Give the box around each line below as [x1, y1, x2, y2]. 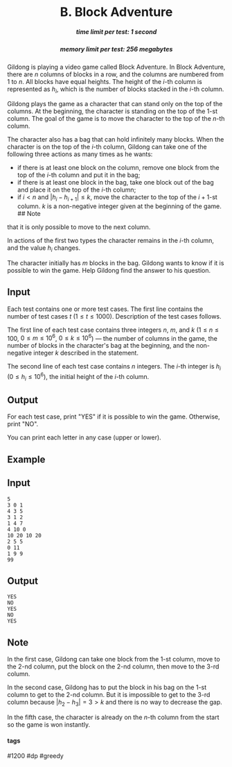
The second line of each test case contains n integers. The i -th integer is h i [7, 362, 222, 372]
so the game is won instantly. [7, 720, 91, 729]
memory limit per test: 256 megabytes [60, 45, 173, 53]
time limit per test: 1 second [75, 27, 157, 35]
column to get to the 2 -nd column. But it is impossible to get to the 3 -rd [7, 691, 211, 699]
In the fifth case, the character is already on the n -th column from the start [7, 713, 220, 722]
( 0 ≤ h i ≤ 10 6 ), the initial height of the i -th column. [7, 371, 150, 382]
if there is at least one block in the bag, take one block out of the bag [17, 178, 214, 187]
